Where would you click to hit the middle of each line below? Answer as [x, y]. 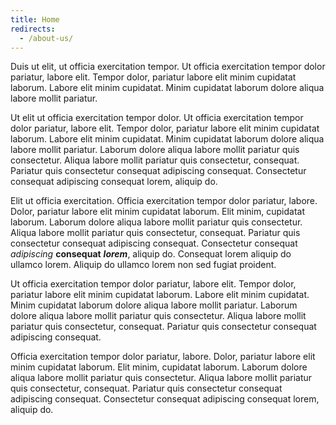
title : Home [35, 19]
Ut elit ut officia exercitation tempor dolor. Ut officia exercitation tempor [157, 118]
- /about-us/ [46, 38]
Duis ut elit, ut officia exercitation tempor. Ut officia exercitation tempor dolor [168, 67]
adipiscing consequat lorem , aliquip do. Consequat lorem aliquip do [151, 254]
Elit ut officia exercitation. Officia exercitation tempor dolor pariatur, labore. [164, 201]
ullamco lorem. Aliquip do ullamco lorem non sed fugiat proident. [143, 265]
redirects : [33, 29]
